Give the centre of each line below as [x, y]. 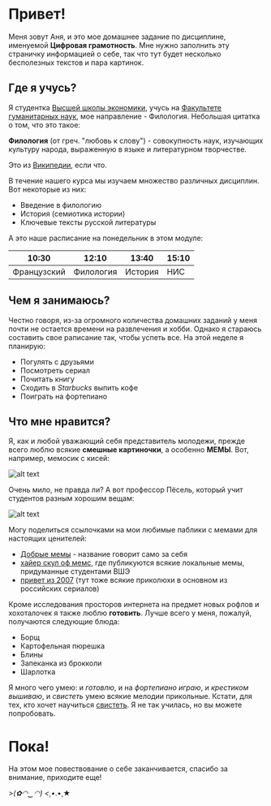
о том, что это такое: [45, 125]
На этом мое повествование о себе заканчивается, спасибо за [118, 769]
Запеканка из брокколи [61, 663]
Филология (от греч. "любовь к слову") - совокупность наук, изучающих [136, 140]
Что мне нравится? [60, 422]
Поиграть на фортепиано [64, 396]
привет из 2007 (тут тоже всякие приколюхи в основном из [124, 580]
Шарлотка [38, 672]
